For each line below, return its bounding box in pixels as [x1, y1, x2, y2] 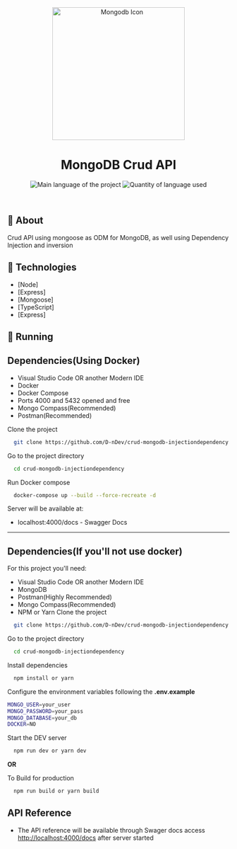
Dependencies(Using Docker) [7, 355, 140, 367]
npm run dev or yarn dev [13, 747, 87, 755]
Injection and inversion [7, 241, 73, 249]
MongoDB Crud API [61, 157, 176, 173]
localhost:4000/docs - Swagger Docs [17, 518, 128, 527]
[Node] [17, 280, 39, 289]
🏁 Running [7, 331, 54, 343]
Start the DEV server [7, 734, 67, 742]
